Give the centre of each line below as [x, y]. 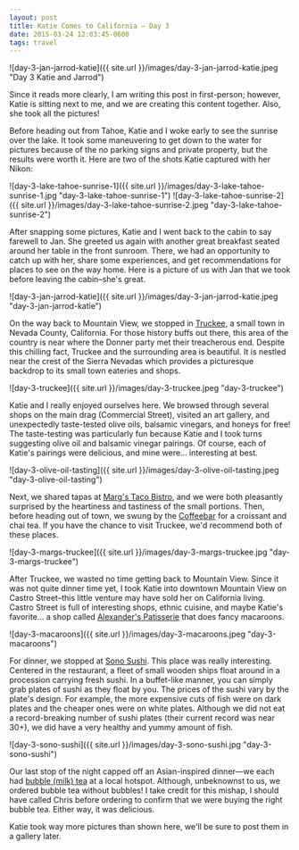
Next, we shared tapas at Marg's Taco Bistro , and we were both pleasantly [146, 497]
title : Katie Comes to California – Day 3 [89, 26]
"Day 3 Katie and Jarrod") [57, 78]
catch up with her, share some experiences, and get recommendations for [145, 261]
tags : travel [33, 42]
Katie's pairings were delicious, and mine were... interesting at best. [134, 453]
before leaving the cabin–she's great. [78, 279]
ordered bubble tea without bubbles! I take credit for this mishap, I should [144, 790]
